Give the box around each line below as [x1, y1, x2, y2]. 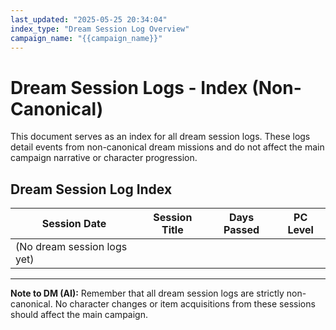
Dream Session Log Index [10, 181, 173, 198]
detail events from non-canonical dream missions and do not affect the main [10, 141, 325, 153]
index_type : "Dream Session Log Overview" [10, 24, 190, 34]
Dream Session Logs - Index [10, 76, 248, 99]
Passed [223, 223, 260, 237]
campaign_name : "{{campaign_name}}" [10, 33, 163, 43]
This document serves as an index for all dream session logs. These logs [10, 131, 311, 143]
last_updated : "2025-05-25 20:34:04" [10, 14, 168, 25]
